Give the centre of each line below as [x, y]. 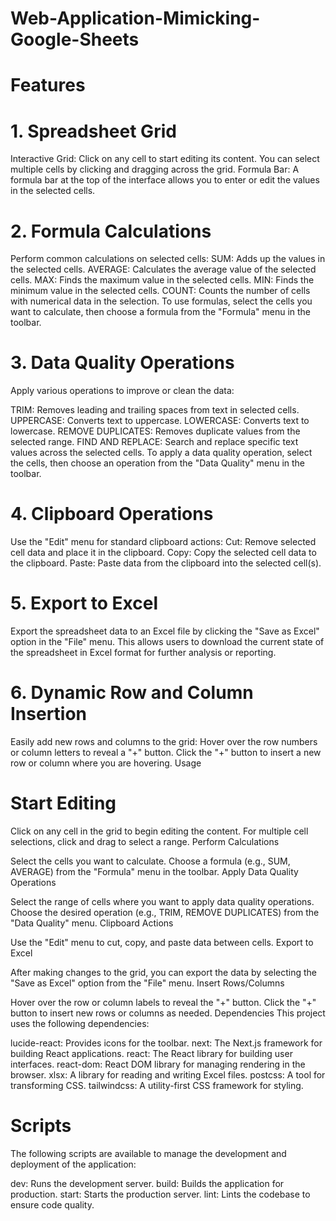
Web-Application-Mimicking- [135, 18]
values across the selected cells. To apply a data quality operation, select [161, 453]
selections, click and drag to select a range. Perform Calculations [145, 841]
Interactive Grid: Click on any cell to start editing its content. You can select [165, 159]
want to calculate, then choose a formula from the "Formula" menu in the [161, 312]
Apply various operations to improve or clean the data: [122, 391]
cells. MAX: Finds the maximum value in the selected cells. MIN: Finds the [162, 280]
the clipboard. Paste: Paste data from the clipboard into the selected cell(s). [166, 563]
